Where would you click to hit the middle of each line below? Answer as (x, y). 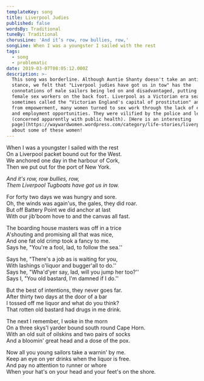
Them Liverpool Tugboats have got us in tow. (63, 185)
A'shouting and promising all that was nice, (60, 234)
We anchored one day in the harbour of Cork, (63, 160)
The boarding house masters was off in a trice (64, 228)
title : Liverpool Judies (38, 18)
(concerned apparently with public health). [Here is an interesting (101, 119)
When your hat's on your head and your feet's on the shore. (81, 372)
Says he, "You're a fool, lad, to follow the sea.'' (64, 247)
